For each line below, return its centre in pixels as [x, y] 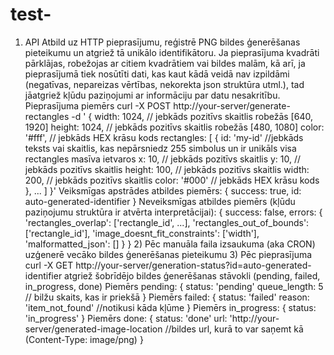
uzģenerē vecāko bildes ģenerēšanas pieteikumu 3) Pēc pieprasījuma [168, 254]
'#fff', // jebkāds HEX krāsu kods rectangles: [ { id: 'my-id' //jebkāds [164, 137]
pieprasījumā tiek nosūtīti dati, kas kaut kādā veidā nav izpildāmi [157, 74]
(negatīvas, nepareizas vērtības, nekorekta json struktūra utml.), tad [164, 84]
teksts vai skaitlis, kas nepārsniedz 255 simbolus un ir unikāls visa [160, 148]
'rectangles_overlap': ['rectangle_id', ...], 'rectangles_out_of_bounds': [167, 222]
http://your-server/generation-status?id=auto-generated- [193, 265]
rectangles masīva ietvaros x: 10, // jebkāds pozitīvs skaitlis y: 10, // [163, 159]
